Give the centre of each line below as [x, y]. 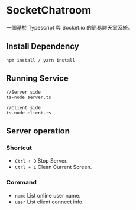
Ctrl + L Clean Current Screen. [53, 167]
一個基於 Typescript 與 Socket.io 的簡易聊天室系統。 [70, 27]
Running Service [38, 79]
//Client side [24, 107]
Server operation [38, 131]
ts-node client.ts [29, 113]
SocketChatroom [49, 10]
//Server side [24, 92]
